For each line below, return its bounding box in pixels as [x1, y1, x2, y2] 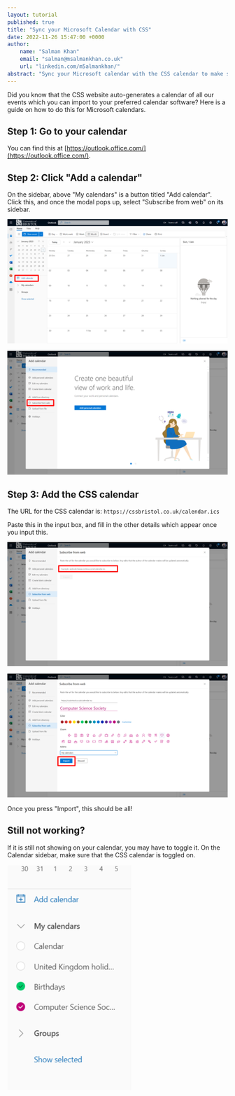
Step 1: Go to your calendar [7, 126, 127, 138]
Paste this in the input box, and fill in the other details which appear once [7, 521, 218, 529]
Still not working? [7, 824, 85, 836]
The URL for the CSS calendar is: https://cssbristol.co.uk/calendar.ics [7, 507, 220, 516]
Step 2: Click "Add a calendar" [7, 171, 143, 183]
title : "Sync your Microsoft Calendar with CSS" [7, 26, 152, 33]
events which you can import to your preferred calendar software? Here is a [7, 98, 226, 106]
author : [7, 41, 30, 48]
